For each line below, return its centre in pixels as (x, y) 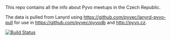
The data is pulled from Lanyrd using (44, 17)
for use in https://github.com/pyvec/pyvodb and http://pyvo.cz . (80, 23)
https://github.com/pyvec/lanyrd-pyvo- (125, 17)
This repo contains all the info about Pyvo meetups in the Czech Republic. (83, 7)
